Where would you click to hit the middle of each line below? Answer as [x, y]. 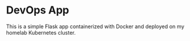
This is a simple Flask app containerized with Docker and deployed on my [95, 26]
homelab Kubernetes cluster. [41, 32]
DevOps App [38, 10]
